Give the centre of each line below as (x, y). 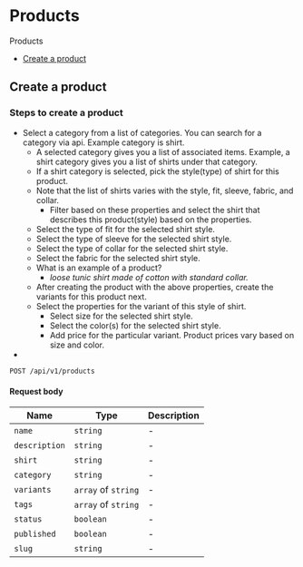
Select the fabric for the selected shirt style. (118, 258)
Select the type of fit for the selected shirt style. (126, 229)
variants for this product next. (91, 297)
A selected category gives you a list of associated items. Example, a (163, 152)
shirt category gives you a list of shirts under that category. (147, 161)
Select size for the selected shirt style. (121, 316)
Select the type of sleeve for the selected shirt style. (134, 239)
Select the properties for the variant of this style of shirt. (141, 306)
